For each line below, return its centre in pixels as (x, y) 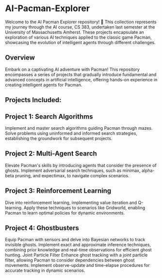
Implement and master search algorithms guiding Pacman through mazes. (79, 128)
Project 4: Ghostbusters (42, 228)
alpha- (148, 170)
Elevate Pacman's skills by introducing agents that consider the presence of (81, 165)
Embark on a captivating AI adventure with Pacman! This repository (72, 69)
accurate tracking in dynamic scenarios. (45, 270)
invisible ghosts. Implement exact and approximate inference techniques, (78, 245)
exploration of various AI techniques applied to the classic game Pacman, (78, 37)
